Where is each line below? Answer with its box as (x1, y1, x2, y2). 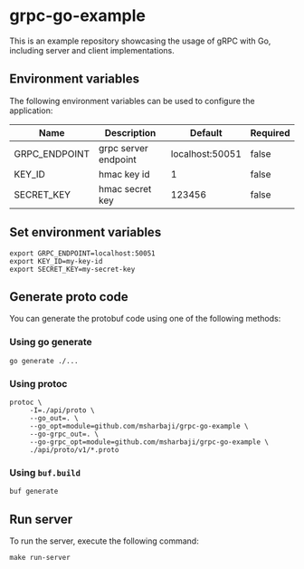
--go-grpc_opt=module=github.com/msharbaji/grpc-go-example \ (29, 437, 270, 447)
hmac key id (98, 168, 150, 180)
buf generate (9, 487, 59, 497)
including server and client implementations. (9, 44, 175, 55)
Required (250, 126, 290, 139)
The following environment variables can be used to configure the (9, 95, 255, 106)
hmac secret (98, 182, 152, 195)
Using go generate (9, 336, 92, 349)
